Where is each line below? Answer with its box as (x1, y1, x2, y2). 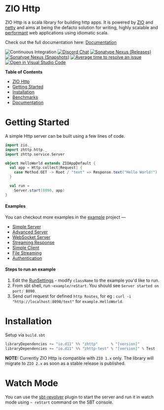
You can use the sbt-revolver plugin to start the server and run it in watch (5, 394, 154, 400)
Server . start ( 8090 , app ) (14, 188, 65, 193)
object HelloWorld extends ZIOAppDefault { (5, 161, 96, 166)
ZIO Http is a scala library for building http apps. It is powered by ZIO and (5, 19, 154, 25)
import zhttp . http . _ (5, 147, 48, 152)
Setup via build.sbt (5, 332, 46, 338)
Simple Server (12, 224, 41, 229)
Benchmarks (12, 94, 38, 100)
